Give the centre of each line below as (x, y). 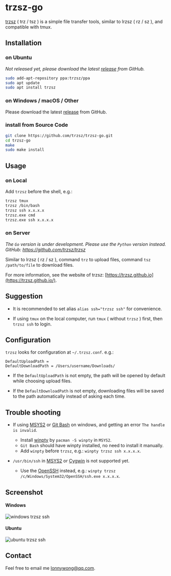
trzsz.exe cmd (20, 215)
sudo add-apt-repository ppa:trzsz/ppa (48, 78)
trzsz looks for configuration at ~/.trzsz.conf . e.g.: (59, 352)
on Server (18, 233)
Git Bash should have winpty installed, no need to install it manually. (92, 446)
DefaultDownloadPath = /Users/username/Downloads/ (60, 366)
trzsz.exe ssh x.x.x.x (29, 220)
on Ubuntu (19, 58)
